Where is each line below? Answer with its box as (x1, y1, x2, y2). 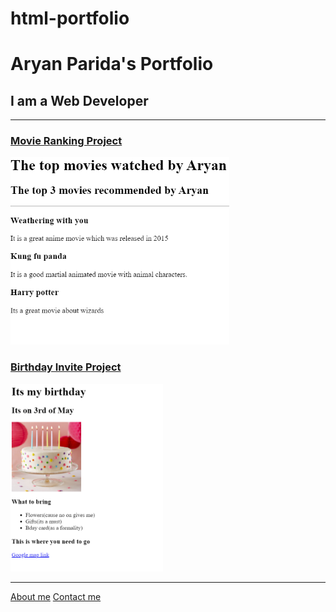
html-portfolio (10, 7, 130, 30)
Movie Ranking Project (10, 134, 123, 148)
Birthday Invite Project (10, 360, 122, 374)
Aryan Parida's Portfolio (10, 53, 214, 76)
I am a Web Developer (10, 92, 149, 109)
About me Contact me (10, 590, 102, 602)
